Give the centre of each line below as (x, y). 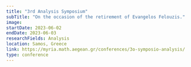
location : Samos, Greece (36, 44)
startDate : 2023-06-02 (34, 28)
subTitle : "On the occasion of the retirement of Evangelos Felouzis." (95, 17)
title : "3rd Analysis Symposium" (47, 11)
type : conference (27, 55)
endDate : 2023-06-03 (31, 33)
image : (14, 22)
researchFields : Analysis (38, 38)
